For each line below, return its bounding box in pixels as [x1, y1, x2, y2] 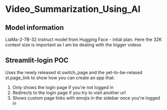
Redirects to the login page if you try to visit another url [12, 90, 126, 96]
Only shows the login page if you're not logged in [12, 84, 114, 90]
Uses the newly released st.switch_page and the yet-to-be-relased [5, 69, 143, 75]
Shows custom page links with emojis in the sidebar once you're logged [12, 95, 161, 101]
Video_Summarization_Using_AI [5, 3, 141, 15]
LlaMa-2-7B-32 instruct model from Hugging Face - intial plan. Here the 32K [5, 36, 162, 42]
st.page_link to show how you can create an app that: [5, 75, 115, 81]
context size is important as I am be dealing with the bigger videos [5, 42, 142, 48]
